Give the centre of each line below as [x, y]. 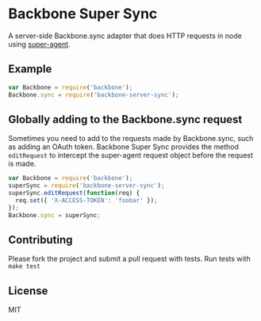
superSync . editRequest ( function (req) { [74, 193]
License [28, 290]
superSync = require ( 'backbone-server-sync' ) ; [86, 186]
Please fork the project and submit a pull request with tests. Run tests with [130, 259]
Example [30, 69]
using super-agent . [39, 44]
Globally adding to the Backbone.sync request [125, 119]
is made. [22, 164]
